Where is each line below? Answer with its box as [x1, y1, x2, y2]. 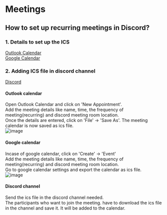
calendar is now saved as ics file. [5, 122, 74, 128]
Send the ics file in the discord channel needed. [5, 194, 104, 200]
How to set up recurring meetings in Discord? [5, 23, 150, 32]
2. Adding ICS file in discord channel [5, 67, 96, 74]
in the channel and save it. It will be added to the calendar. [5, 205, 125, 211]
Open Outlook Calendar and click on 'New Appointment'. [5, 101, 122, 107]
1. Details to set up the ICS [5, 38, 70, 45]
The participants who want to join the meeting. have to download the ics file [5, 199, 162, 205]
